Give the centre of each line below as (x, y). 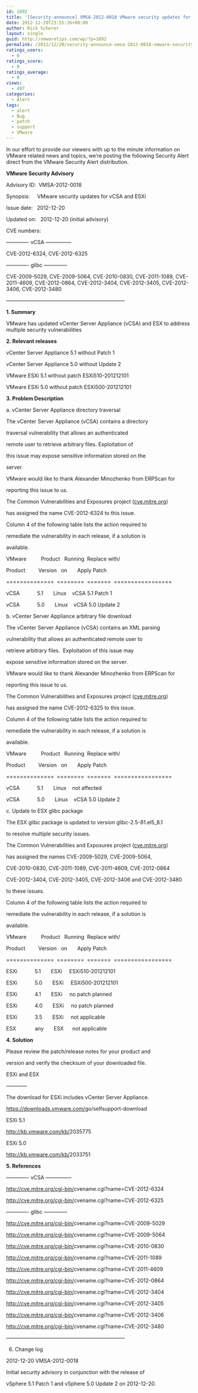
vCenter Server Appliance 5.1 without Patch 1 (60, 352)
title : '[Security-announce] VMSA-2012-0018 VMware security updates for (99, 17)
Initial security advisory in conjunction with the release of (75, 1372)
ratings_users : (25, 50)
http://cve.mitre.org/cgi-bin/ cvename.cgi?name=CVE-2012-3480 (85, 1326)
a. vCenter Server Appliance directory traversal (63, 410)
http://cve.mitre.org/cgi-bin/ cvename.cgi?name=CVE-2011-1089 (84, 1258)
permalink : (19, 45)
